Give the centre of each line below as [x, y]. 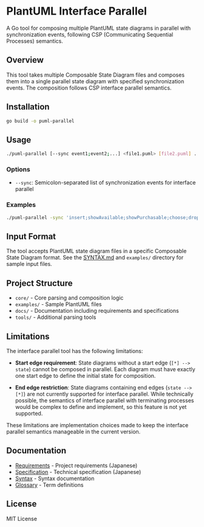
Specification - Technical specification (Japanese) [78, 472]
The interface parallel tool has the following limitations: [75, 351]
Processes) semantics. [35, 41]
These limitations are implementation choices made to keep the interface [97, 425]
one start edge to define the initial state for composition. [85, 376]
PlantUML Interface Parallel [77, 11]
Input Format [31, 236]
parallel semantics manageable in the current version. [73, 432]
